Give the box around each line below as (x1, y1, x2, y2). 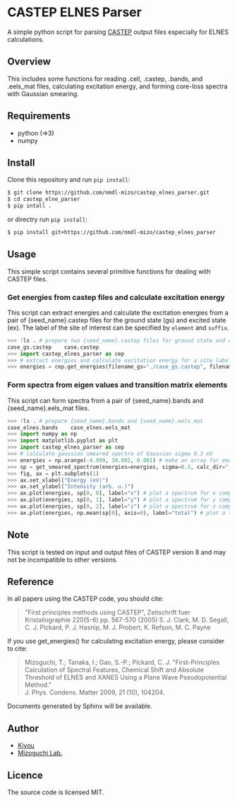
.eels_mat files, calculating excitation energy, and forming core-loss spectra (7, 82, 228, 91)
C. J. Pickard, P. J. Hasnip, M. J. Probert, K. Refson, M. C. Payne (24, 623, 211, 632)
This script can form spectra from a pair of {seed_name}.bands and (7, 396, 204, 405)
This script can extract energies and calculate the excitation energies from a (7, 308, 229, 317)
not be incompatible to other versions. (7, 555, 119, 564)
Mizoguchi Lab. (17, 749, 63, 757)
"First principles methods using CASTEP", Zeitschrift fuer (24, 608, 190, 617)
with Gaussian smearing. (7, 89, 79, 98)
